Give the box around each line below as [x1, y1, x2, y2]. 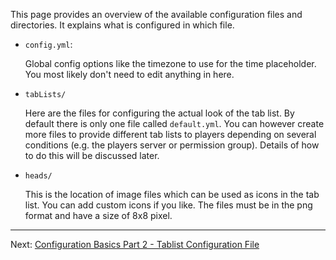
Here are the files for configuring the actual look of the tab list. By [24, 107, 295, 119]
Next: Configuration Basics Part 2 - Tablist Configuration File [10, 239, 260, 250]
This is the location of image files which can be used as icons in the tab [24, 189, 320, 200]
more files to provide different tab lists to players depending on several [24, 129, 317, 140]
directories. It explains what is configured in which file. [10, 19, 235, 31]
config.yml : [24, 39, 73, 50]
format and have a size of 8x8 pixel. [24, 210, 173, 221]
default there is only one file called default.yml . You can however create [24, 118, 325, 129]
